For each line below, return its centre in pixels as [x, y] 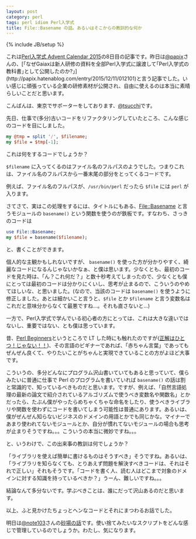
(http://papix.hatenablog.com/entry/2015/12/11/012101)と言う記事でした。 [94, 79]
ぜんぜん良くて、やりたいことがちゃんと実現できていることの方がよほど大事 [98, 352]
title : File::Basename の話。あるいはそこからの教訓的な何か [74, 28]
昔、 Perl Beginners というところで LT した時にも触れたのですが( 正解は [91, 338]
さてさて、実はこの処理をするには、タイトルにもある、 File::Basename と [94, 206]
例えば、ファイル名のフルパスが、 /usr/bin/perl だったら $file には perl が [97, 186]
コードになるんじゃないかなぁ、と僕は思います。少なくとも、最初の [98, 269]
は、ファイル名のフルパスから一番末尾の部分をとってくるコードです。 [90, 174]
